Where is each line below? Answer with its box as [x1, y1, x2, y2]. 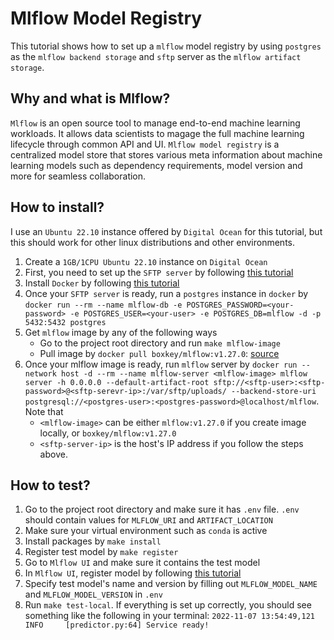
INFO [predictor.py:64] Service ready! [24, 620, 210, 631]
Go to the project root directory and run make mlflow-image [39, 337, 281, 349]
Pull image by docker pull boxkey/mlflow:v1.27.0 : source [39, 347, 280, 359]
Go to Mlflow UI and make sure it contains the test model [24, 557, 261, 569]
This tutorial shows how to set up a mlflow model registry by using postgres [10, 40, 322, 52]
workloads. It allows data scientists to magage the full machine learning [10, 127, 305, 139]
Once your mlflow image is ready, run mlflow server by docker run [24, 358, 298, 370]
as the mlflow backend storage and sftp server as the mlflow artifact [10, 50, 302, 62]
